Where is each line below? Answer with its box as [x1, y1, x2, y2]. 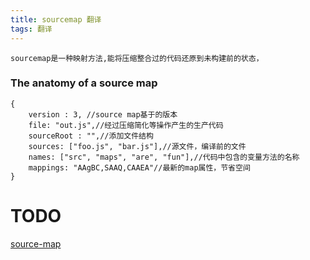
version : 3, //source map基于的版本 [28, 109, 178, 120]
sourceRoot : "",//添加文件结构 [28, 131, 154, 141]
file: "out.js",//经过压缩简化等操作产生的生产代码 [28, 120, 224, 130]
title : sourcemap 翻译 [10, 14, 102, 25]
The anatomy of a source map [10, 76, 158, 90]
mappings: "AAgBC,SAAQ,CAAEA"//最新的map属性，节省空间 [28, 162, 251, 173]
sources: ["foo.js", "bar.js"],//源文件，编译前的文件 [28, 141, 247, 151]
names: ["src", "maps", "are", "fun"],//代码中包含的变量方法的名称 [28, 152, 300, 162]
